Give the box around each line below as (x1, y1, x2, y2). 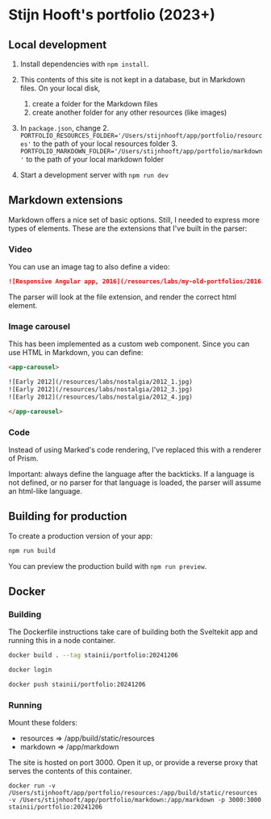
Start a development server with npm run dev (19, 170, 169, 179)
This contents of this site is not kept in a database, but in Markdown (19, 75, 246, 84)
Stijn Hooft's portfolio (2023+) (8, 6, 216, 24)
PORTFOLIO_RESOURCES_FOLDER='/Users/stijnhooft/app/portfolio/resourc (19, 132, 263, 140)
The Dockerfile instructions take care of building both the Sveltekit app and (8, 627, 258, 637)
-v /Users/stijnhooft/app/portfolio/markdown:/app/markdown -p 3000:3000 (8, 796, 262, 804)
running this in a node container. (8, 636, 116, 646)
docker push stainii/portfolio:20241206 (8, 680, 147, 689)
